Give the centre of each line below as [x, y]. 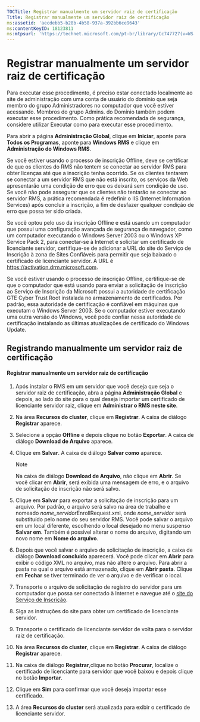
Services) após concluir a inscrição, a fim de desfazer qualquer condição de [100, 205]
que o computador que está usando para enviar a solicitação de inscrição [97, 285]
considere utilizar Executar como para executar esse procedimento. [90, 125]
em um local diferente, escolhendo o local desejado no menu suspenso [103, 525]
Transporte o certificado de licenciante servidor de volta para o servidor [104, 629]
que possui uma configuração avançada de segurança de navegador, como [99, 229]
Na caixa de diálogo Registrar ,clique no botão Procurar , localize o [97, 665]
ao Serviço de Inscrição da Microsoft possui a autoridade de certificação [96, 292]
